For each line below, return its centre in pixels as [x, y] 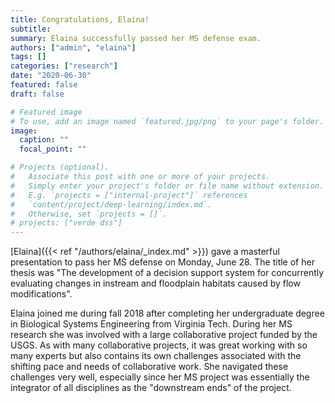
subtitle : [31, 29]
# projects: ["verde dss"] [66, 223]
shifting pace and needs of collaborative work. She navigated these [149, 367]
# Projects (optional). [60, 167]
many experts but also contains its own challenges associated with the [156, 356]
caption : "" [44, 140]
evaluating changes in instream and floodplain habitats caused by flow [155, 283]
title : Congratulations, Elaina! [80, 19]
